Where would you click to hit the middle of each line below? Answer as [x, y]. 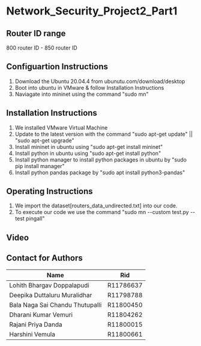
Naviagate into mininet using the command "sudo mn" [82, 94]
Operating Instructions [49, 191]
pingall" [35, 219]
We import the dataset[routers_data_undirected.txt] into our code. [96, 206]
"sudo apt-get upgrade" [44, 140]
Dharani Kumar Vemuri [41, 315]
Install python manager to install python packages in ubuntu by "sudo [101, 159]
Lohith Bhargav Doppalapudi [49, 285]
